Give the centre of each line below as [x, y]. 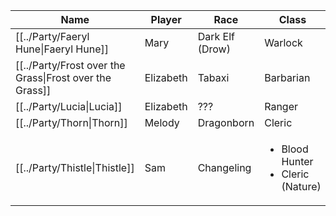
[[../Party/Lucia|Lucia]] [69, 106]
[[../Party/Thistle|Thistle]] [75, 167]
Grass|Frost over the [63, 77]
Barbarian [287, 77]
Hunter [297, 161]
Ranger [281, 106]
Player [166, 19]
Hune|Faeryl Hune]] [62, 49]
